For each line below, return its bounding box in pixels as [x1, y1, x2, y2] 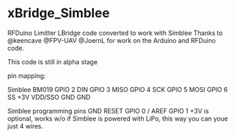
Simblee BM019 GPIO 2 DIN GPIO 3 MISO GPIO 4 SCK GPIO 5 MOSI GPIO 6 [7, 85, 228, 93]
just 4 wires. [7, 121, 44, 130]
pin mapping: [7, 71, 46, 80]
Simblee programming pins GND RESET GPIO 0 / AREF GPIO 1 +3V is [7, 106, 209, 115]
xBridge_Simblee [7, 5, 110, 21]
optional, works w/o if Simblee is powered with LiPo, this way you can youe [7, 114, 229, 123]
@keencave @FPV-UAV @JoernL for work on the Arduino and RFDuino [7, 36, 216, 44]
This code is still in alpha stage [7, 57, 98, 66]
